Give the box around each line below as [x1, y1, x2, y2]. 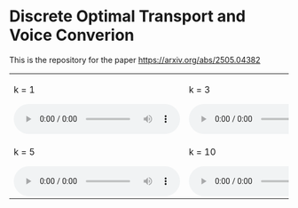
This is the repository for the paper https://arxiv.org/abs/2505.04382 [9, 54, 261, 65]
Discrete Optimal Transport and [9, 6, 247, 27]
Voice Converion [9, 25, 135, 45]
